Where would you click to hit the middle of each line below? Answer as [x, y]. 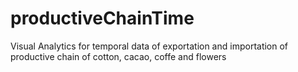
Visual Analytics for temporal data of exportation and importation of [149, 46]
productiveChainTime [102, 18]
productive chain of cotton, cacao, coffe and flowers [118, 56]
